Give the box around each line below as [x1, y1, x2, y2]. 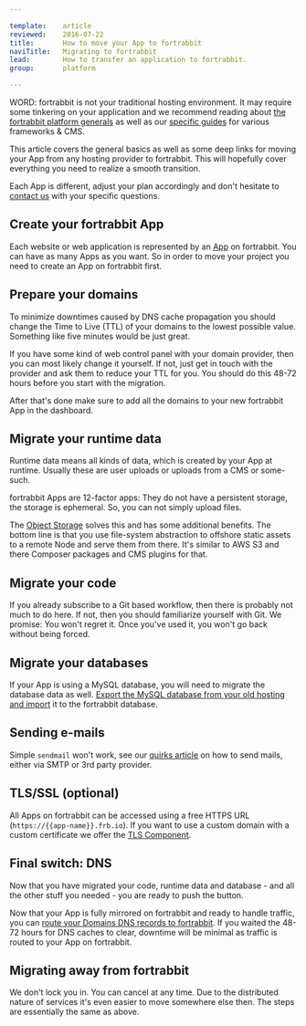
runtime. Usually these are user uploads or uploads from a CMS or [9, 465, 259, 476]
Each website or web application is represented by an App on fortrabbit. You [9, 241, 297, 252]
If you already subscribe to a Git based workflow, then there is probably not [9, 600, 294, 611]
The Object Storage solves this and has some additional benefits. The [9, 519, 271, 530]
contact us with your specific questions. [9, 191, 160, 201]
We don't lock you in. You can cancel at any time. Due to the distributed [9, 987, 279, 998]
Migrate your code [9, 575, 117, 591]
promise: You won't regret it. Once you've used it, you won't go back [9, 619, 268, 630]
